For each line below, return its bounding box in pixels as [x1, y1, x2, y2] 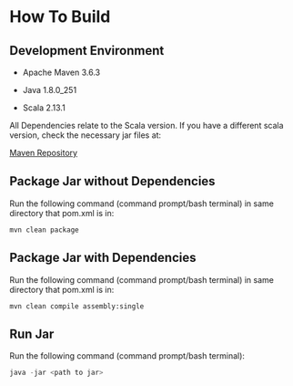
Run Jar [9, 327, 55, 342]
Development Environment [9, 43, 165, 58]
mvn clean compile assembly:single [9, 301, 145, 311]
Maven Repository [9, 148, 78, 158]
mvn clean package [9, 225, 79, 235]
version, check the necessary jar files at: [9, 130, 162, 141]
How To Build [9, 6, 111, 27]
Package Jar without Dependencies [9, 173, 216, 189]
